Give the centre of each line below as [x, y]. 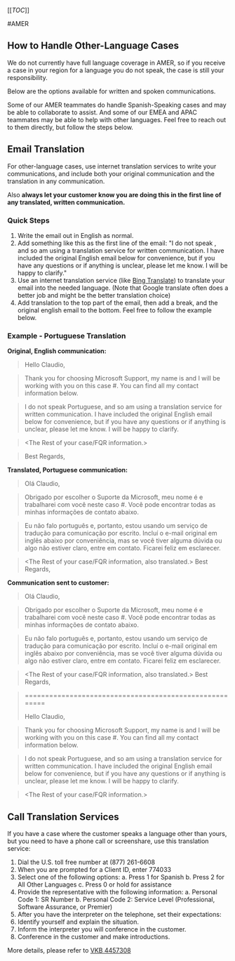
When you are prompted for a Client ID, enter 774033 [94, 870]
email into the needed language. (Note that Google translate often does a [123, 288]
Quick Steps [29, 220]
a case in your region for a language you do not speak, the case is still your [116, 70]
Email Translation [46, 149]
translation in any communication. [56, 181]
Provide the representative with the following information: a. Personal [117, 892]
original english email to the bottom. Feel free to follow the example [114, 310]
